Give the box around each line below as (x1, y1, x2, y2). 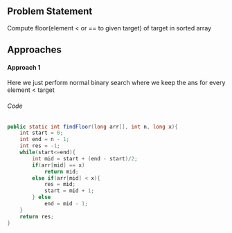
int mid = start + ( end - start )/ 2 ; (32, 155, 138, 162)
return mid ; (44, 168, 79, 175)
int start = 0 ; (19, 129, 64, 137)
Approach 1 (7, 63, 41, 71)
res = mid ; (44, 181, 76, 188)
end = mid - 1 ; (44, 201, 89, 207)
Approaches (7, 44, 62, 56)
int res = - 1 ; (19, 142, 60, 149)
